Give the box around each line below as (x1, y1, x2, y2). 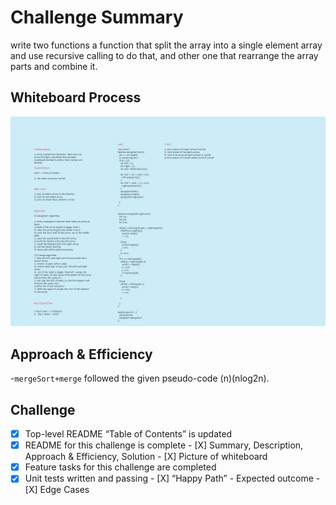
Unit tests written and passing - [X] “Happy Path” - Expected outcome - (24, 472, 321, 485)
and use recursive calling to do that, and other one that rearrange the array (10, 49, 319, 61)
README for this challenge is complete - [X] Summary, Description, (24, 439, 304, 451)
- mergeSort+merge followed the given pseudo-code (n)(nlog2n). (10, 372, 270, 385)
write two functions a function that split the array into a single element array (10, 39, 323, 51)
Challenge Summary (10, 6, 184, 29)
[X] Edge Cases (24, 484, 90, 496)
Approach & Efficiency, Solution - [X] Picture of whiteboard (24, 451, 268, 463)
